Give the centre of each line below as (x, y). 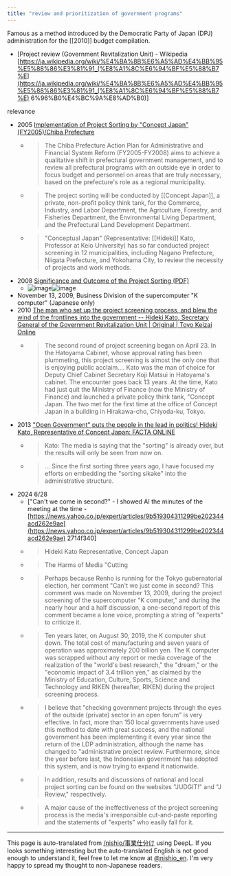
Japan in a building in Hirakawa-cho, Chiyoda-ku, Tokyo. (125, 411)
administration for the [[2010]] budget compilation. (79, 40)
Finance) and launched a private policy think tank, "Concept (129, 397)
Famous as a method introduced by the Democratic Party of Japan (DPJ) (110, 33)
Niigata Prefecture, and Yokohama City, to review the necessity (134, 260)
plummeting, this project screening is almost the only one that (132, 360)
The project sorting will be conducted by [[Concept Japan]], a (132, 195)
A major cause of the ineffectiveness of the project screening (131, 807)
